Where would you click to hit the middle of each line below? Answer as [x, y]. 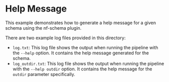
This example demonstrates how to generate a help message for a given [80, 23]
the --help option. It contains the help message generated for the [81, 53]
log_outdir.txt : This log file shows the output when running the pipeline [88, 63]
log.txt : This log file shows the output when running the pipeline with [85, 47]
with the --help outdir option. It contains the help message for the [82, 69]
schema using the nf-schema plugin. [44, 28]
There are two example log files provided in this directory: [66, 38]
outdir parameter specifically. [44, 74]
